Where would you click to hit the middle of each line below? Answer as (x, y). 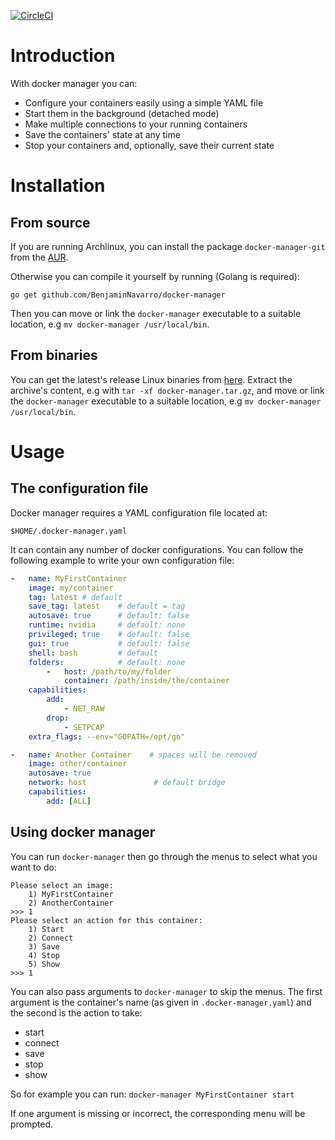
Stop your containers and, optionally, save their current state (149, 145)
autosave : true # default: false (109, 616)
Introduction (63, 56)
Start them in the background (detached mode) (122, 113)
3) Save (44, 946)
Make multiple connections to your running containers (136, 124)
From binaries (54, 355)
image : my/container (71, 588)
